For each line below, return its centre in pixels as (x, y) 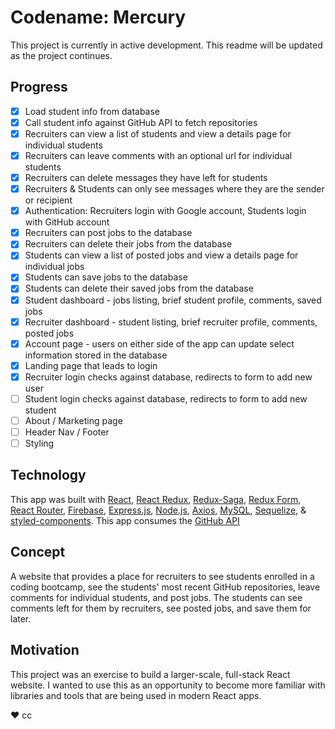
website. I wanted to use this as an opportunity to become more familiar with (168, 685)
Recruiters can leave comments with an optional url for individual (158, 155)
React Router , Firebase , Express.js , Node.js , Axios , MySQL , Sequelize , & (158, 510)
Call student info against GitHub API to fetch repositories (141, 122)
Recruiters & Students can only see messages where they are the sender (174, 189)
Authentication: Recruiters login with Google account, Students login (165, 211)
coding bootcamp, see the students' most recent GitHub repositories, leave (165, 587)
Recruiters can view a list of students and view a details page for (158, 133)
